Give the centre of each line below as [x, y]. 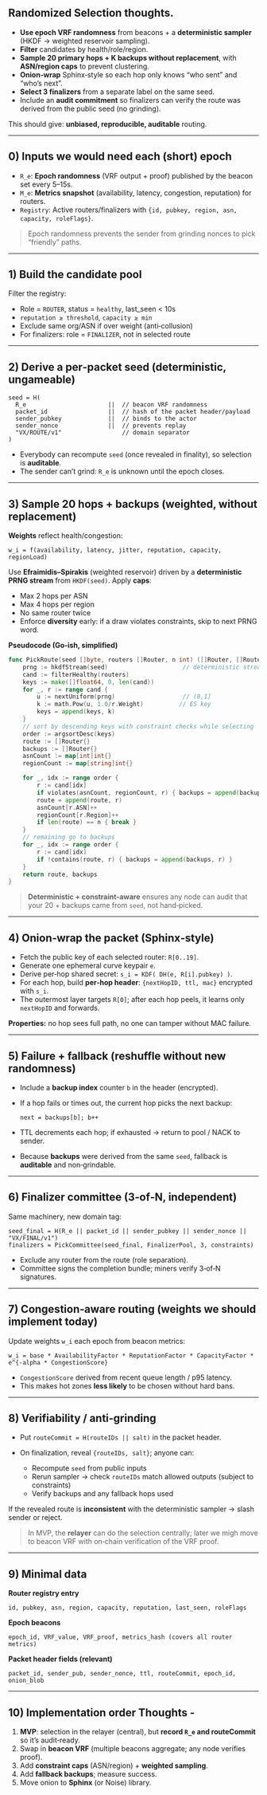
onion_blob [26, 1681]
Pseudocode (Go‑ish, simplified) [63, 646]
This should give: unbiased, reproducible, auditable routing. [108, 124]
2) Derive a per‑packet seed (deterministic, [117, 367]
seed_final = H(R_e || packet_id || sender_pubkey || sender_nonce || [128, 1231]
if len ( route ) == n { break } [87, 823]
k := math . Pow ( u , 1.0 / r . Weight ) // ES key [124, 705]
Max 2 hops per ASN [54, 596]
